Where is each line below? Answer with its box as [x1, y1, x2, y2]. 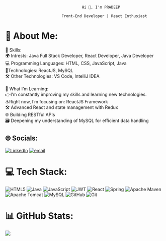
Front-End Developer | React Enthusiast [61, 14, 147, 19]
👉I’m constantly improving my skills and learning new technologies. [5, 91, 147, 97]
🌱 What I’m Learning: [5, 86, 49, 92]
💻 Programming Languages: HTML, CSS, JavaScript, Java [5, 60, 127, 66]
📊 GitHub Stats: [5, 210, 74, 221]
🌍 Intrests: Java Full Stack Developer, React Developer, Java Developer [5, 52, 154, 58]
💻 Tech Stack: [5, 166, 67, 177]
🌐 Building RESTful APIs [5, 111, 55, 117]
